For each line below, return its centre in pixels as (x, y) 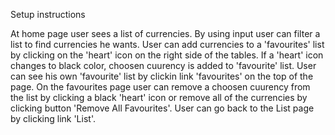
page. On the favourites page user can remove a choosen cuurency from (160, 87)
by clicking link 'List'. (53, 118)
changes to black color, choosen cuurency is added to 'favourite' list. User (163, 65)
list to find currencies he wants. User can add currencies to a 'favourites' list (167, 44)
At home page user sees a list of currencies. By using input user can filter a (165, 33)
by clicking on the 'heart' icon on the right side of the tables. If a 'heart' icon (167, 55)
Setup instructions (48, 14)
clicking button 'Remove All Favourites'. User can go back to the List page (162, 108)
